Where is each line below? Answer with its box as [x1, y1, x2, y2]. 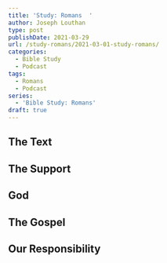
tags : [8, 70, 26, 78]
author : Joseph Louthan [8, 19, 86, 27]
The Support [8, 162, 71, 175]
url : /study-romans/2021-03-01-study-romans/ [8, 41, 159, 49]
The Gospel [8, 215, 66, 228]
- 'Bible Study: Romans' [15, 99, 96, 107]
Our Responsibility [8, 242, 101, 255]
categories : [8, 48, 47, 56]
